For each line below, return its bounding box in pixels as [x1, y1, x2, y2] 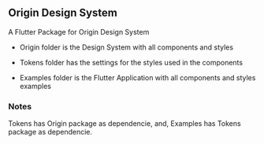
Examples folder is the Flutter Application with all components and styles [19, 72, 256, 82]
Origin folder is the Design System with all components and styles [19, 42, 234, 52]
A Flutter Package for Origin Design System [8, 27, 150, 36]
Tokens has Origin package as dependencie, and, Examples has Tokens [8, 119, 242, 128]
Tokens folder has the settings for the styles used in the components [19, 57, 243, 67]
